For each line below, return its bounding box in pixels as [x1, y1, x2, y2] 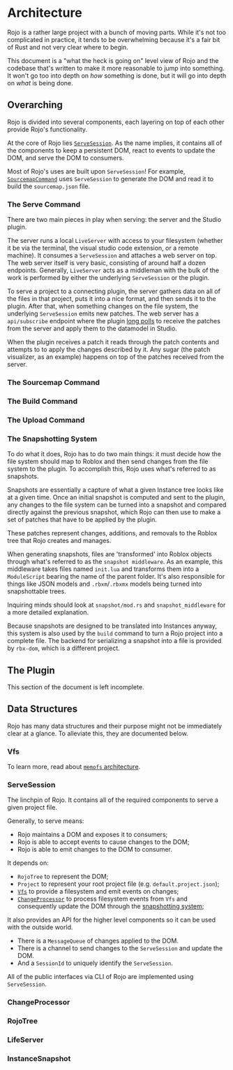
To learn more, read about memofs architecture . [7, 763, 141, 771]
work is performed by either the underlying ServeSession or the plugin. [7, 274, 210, 282]
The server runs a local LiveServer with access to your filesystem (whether [7, 237, 223, 245]
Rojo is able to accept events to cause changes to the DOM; [17, 838, 190, 846]
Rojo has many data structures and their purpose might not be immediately [7, 721, 222, 730]
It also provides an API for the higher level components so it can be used [7, 915, 216, 924]
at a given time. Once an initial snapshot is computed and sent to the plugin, [7, 493, 225, 502]
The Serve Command [7, 199, 81, 209]
